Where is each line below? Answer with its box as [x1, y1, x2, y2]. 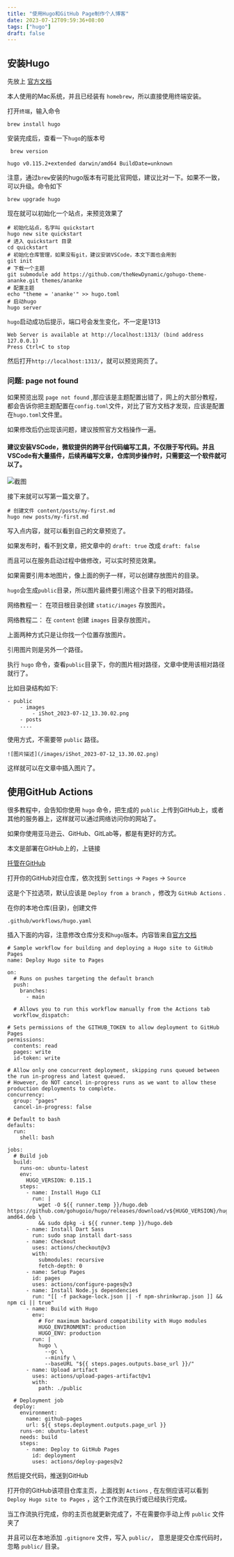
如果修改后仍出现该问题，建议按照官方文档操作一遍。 [7, 426, 160, 434]
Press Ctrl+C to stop [7, 344, 70, 351]
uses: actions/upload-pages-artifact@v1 [32, 1373, 151, 1380]
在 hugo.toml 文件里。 [7, 410, 66, 419]
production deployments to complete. [7, 1085, 117, 1092]
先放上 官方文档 [7, 78, 52, 86]
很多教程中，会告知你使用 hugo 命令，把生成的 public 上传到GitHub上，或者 [7, 806, 224, 814]
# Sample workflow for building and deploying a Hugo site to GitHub [7, 945, 214, 952]
